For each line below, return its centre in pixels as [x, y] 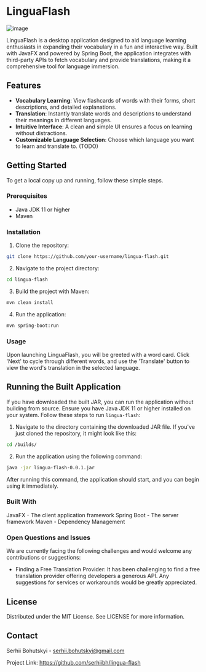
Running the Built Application [64, 387]
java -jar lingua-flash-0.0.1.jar [51, 467]
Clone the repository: [42, 245]
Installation [24, 232]
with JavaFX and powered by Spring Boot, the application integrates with [99, 53]
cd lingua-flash [27, 280]
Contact [22, 636]
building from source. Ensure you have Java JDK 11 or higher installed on [98, 408]
